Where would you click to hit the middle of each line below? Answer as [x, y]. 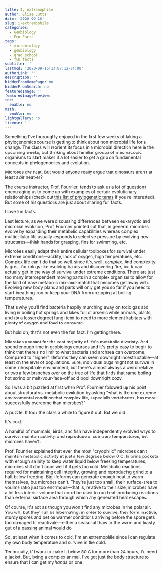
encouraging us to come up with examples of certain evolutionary [71, 192]
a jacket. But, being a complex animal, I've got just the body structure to [77, 557]
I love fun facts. [21, 211]
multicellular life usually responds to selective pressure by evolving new [77, 236]
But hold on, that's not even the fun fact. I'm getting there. [63, 332]
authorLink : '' [20, 73]
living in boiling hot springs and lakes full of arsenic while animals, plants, [79, 312]
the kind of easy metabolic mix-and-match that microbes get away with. [77, 282]
